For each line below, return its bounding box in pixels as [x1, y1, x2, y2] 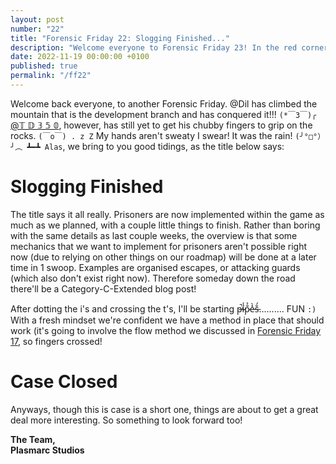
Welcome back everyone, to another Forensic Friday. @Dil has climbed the [10, 97, 318, 110]
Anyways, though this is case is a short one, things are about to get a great [10, 403, 319, 415]
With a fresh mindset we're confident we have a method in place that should [10, 314, 325, 326]
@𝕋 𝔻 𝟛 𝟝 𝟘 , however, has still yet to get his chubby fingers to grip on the [10, 119, 313, 131]
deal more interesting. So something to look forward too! [10, 414, 243, 426]
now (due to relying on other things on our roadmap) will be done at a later [10, 251, 317, 263]
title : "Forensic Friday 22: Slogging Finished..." [10, 33, 230, 43]
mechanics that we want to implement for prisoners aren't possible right [10, 240, 308, 252]
